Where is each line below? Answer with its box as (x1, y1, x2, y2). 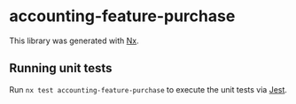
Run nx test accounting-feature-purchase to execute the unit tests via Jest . (9, 84, 288, 94)
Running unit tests (9, 61, 113, 76)
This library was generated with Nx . (9, 35, 139, 46)
